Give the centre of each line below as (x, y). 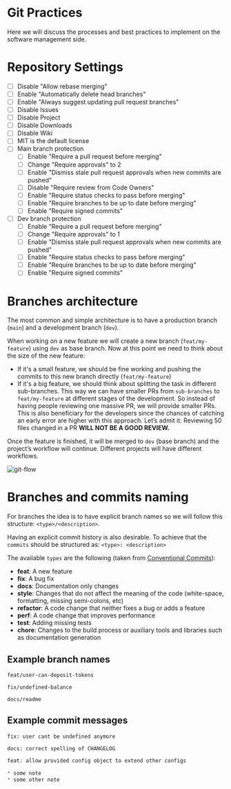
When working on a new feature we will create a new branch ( (95, 341)
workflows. (23, 456)
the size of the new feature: (46, 356)
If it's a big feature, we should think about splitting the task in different (117, 384)
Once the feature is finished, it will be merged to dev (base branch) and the (113, 441)
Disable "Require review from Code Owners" (91, 187)
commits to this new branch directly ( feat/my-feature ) (94, 377)
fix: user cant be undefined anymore (61, 736)
